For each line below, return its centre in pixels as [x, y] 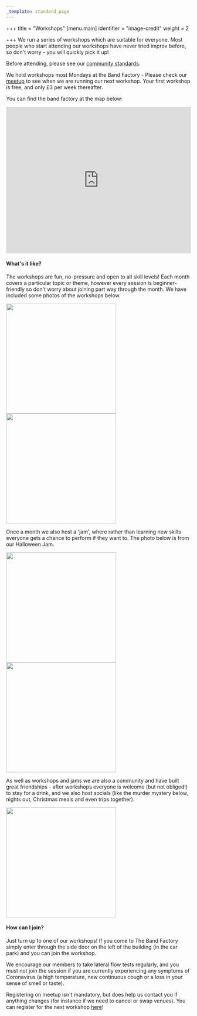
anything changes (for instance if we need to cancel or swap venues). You [96, 1001]
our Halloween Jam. [30, 544]
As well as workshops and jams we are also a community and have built [93, 780]
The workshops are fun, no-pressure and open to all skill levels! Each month [98, 277]
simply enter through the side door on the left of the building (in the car [92, 947]
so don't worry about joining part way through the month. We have [106, 289]
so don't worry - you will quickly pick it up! [57, 52]
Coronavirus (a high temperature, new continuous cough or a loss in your [94, 977]
